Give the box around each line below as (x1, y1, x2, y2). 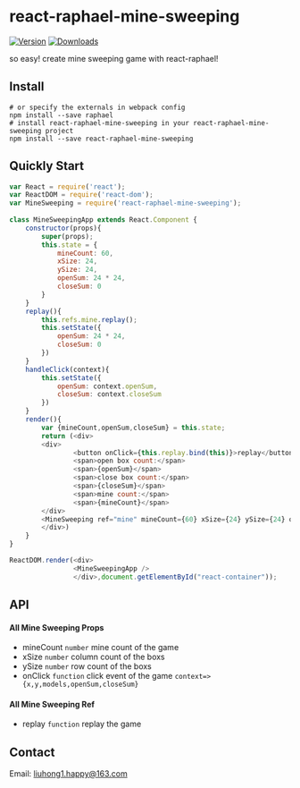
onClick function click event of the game (21, 671, 173, 682)
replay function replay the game (21, 718, 142, 730)
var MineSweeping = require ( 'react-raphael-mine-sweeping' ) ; (9, 199, 242, 208)
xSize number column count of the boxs (21, 651, 165, 663)
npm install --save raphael (9, 110, 114, 120)
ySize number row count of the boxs (21, 661, 152, 672)
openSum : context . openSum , (56, 382, 158, 391)
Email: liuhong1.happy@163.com (9, 768, 128, 779)
